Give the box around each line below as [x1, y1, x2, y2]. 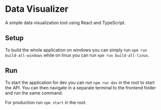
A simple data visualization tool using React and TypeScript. [5, 20, 126, 26]
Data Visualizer [5, 3, 69, 15]
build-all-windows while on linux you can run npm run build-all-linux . [5, 52, 149, 58]
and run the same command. [5, 90, 63, 96]
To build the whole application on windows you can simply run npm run [5, 47, 147, 53]
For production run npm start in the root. [5, 99, 87, 105]
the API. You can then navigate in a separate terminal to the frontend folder [5, 84, 156, 90]
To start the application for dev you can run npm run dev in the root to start [5, 80, 155, 85]
